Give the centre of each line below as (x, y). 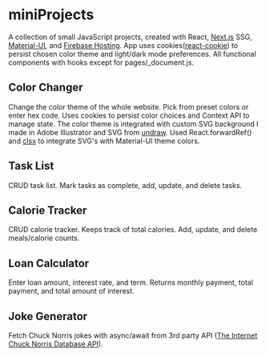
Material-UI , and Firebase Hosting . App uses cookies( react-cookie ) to (123, 45)
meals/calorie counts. (44, 238)
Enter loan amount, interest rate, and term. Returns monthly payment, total (131, 282)
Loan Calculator (49, 263)
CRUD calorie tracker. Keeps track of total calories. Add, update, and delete (133, 230)
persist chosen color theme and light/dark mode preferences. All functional (132, 54)
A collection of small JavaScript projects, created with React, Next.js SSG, (130, 37)
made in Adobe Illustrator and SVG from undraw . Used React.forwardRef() (130, 132)
